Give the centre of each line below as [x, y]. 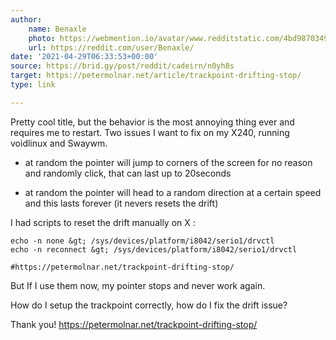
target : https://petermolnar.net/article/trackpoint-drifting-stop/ [156, 76]
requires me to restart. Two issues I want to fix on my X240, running [150, 132]
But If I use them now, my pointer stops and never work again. [138, 285]
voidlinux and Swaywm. [59, 143]
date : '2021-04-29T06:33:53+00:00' [84, 57]
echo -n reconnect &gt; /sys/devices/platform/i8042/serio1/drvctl [154, 249]
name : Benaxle [57, 29]
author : [26, 19]
